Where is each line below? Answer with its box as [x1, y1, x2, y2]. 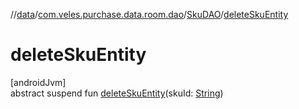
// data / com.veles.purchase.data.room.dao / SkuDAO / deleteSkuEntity [10, 9, 289, 20]
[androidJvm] [10, 76, 67, 88]
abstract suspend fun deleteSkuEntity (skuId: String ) [10, 87, 224, 99]
